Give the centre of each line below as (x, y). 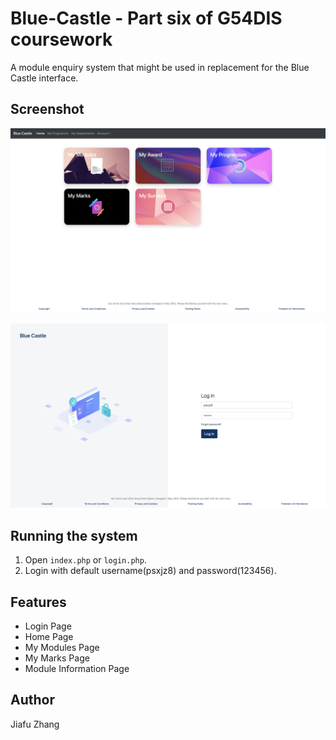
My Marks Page (57, 658)
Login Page (48, 626)
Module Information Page (77, 668)
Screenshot (47, 109)
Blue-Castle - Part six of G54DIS (146, 18)
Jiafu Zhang (35, 724)
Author (32, 700)
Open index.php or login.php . (85, 560)
